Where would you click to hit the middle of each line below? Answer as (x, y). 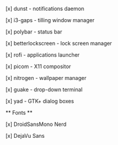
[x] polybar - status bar (34, 32)
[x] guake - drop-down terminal (44, 90)
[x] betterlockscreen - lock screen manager (59, 43)
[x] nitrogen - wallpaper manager (46, 78)
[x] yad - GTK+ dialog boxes (40, 101)
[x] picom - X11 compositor (39, 66)
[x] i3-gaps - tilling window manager (50, 20)
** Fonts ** (19, 112)
